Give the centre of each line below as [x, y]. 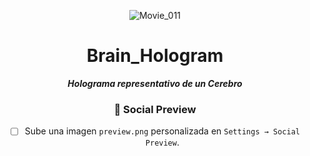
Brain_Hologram [155, 56]
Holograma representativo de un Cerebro [155, 83]
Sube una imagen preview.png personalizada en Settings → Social [162, 131]
